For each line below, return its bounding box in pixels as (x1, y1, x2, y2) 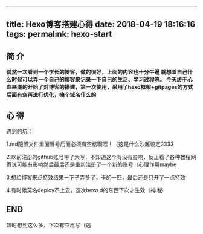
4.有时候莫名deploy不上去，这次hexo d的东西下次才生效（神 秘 (6, 187, 163, 194)
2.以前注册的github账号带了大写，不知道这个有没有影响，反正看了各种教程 (6, 154, 192, 161)
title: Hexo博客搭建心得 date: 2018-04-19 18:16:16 (6, 19, 196, 30)
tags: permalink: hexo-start (6, 29, 112, 39)
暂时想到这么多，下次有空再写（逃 (6, 221, 91, 229)
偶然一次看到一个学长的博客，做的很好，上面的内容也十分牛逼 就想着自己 (6, 68, 188, 76)
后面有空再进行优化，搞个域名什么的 (6, 91, 97, 99)
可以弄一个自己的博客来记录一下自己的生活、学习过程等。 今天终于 (22, 76, 188, 83)
